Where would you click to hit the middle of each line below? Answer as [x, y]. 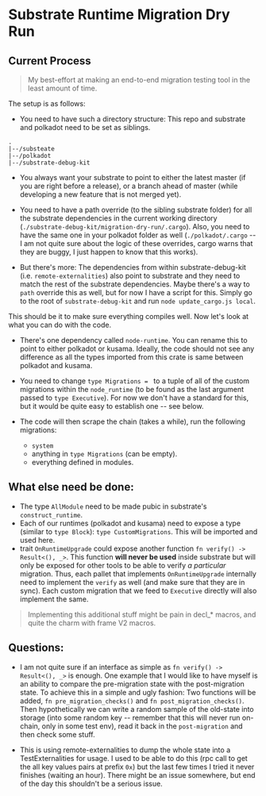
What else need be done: [71, 487]
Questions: [36, 648]
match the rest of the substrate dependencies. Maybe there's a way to [135, 284]
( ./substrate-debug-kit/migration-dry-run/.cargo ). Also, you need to [135, 227]
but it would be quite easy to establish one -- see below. [112, 406]
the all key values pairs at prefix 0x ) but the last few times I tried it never [137, 767]
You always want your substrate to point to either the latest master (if [133, 177]
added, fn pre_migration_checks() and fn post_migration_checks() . [132, 701]
